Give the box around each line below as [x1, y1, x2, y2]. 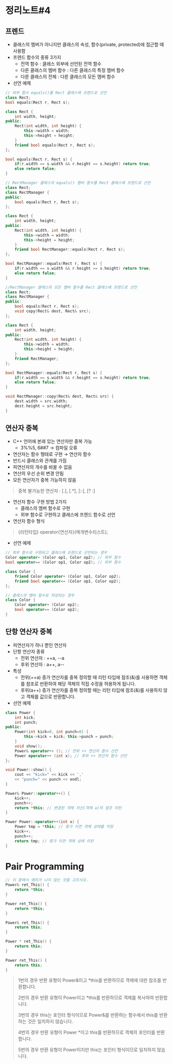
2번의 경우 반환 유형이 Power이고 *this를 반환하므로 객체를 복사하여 [18, 995, 154, 1001]
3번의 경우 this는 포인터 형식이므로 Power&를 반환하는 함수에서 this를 [18, 1012, 159, 1018]
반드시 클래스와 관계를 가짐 [12, 457, 67, 464]
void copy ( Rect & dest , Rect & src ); [14, 309, 91, 314]
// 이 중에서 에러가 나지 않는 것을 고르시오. [5, 878, 89, 883]
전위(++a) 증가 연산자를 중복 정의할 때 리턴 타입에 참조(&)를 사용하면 [20, 674, 158, 680]
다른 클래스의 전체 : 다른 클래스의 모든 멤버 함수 [20, 74, 115, 80]
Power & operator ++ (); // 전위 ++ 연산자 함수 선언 [14, 748, 118, 754]
